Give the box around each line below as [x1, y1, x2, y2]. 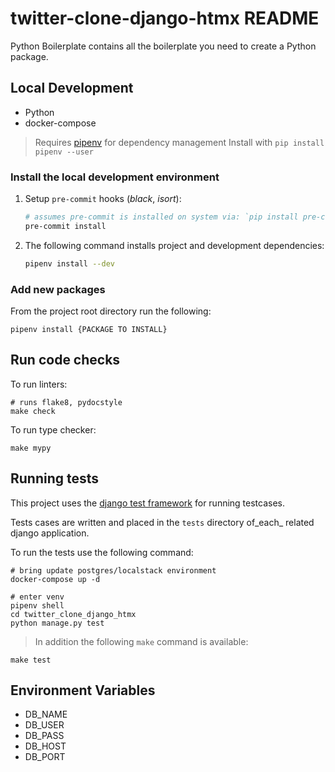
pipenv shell [10, 600, 65, 611]
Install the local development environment [10, 170, 220, 184]
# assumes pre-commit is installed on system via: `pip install [24, 212, 299, 222]
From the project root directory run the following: [10, 305, 212, 317]
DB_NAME [24, 708, 68, 721]
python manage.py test [10, 618, 105, 628]
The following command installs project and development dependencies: [24, 239, 325, 251]
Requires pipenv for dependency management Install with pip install [34, 136, 325, 148]
